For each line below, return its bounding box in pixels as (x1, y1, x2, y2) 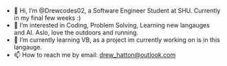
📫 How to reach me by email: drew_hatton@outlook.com (13, 51, 176, 58)
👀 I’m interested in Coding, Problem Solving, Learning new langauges (13, 21, 210, 29)
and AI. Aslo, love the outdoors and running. (13, 28, 139, 36)
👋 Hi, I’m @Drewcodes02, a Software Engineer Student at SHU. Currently (13, 7, 221, 14)
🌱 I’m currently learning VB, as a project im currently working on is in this (13, 36, 220, 44)
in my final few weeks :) (13, 14, 81, 22)
